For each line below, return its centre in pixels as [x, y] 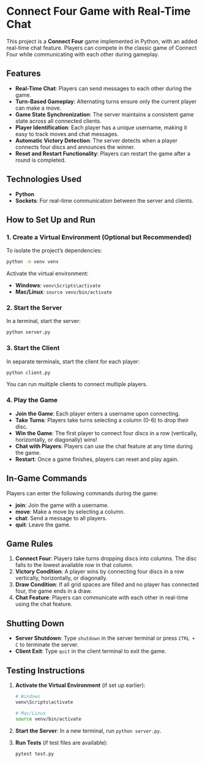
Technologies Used [44, 179]
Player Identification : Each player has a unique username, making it [101, 127]
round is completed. [40, 160]
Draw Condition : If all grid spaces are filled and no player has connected [107, 585]
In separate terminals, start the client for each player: [73, 361]
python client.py [28, 373]
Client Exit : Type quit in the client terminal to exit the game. [91, 651]
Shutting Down [35, 623]
